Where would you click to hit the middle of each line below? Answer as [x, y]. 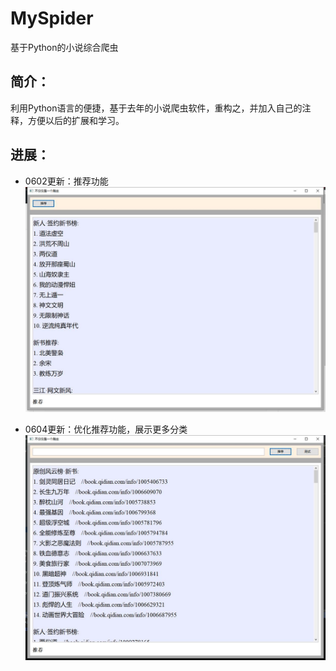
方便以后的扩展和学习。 [76, 120]
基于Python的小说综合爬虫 [64, 47]
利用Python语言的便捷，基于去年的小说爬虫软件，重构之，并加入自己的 [156, 108]
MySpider [52, 18]
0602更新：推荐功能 [66, 181]
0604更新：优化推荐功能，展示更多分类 [106, 429]
